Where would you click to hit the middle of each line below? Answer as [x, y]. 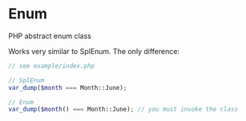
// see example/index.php [51, 66]
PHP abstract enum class [50, 36]
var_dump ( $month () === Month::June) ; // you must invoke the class [123, 109]
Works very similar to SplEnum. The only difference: [94, 51]
